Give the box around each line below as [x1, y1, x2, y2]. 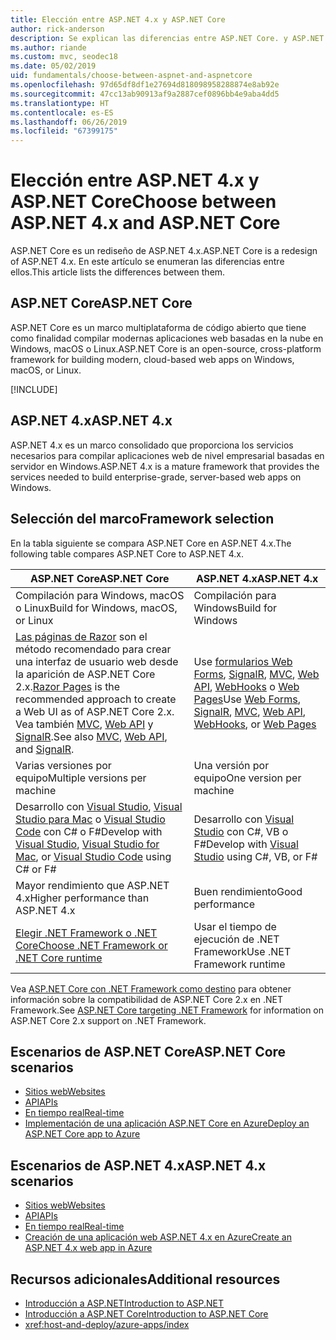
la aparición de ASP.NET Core [15, 667, 156, 681]
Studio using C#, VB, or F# [193, 849, 318, 863]
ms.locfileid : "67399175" [10, 126, 118, 136]
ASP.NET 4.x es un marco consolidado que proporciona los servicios [10, 439, 294, 451]
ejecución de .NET [193, 932, 280, 946]
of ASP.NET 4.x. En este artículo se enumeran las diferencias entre [10, 256, 285, 268]
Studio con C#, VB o [193, 824, 289, 838]
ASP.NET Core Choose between [10, 191, 277, 213]
